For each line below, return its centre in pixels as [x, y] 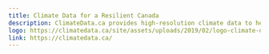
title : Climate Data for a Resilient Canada [84, 15]
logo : [17, 30]
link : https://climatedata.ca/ [60, 38]
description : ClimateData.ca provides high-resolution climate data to [130, 23]
